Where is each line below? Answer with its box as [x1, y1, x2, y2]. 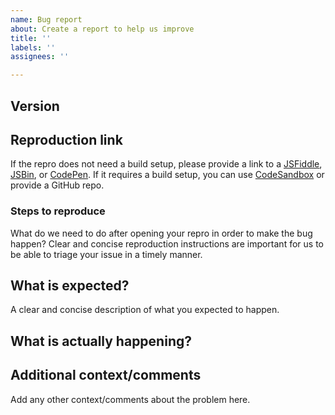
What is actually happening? [10, 332, 192, 350]
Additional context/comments [10, 367, 202, 384]
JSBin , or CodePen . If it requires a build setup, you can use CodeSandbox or [10, 169, 325, 181]
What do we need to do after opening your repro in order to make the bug [10, 227, 313, 239]
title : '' [10, 33, 52, 43]
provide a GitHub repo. [10, 179, 105, 191]
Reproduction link [10, 131, 123, 148]
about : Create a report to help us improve [10, 24, 195, 34]
